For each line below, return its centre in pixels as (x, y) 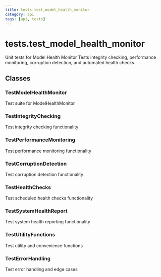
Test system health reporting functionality (48, 222)
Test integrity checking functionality (42, 127)
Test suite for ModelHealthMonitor (40, 103)
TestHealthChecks (28, 187)
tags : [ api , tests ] (25, 19)
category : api (20, 14)
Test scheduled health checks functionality (49, 198)
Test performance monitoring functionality (48, 151)
